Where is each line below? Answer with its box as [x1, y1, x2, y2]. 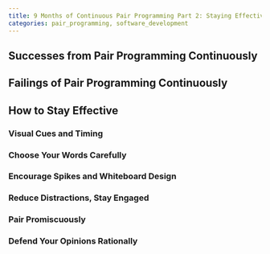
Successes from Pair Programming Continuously [8, 49, 258, 63]
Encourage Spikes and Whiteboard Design [8, 170, 177, 182]
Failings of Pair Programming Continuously [8, 76, 228, 90]
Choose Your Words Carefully [8, 150, 127, 161]
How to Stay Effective [8, 104, 119, 117]
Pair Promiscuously [8, 214, 86, 225]
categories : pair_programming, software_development [8, 19, 189, 27]
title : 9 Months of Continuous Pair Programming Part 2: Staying [8, 11, 231, 20]
